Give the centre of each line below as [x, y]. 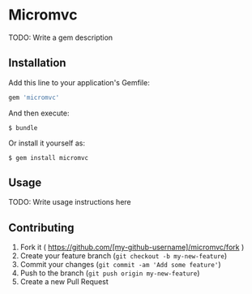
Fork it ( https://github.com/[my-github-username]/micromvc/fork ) [132, 247]
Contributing [41, 228]
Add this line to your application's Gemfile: [79, 82]
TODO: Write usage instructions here [70, 202]
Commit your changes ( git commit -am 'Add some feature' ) [120, 265]
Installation [37, 63]
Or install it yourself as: [47, 143]
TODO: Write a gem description [61, 37]
